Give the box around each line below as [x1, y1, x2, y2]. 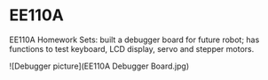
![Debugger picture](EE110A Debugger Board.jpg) [9, 61, 190, 71]
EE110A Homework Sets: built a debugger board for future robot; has [9, 34, 260, 45]
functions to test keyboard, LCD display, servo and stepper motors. [9, 43, 255, 54]
